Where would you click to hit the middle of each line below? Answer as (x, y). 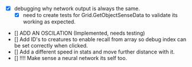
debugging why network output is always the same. (77, 9)
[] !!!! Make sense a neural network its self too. (71, 58)
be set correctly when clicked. (51, 46)
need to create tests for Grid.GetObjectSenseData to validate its (100, 15)
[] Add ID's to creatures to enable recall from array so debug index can (100, 39)
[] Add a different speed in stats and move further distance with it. (94, 52)
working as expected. (49, 22)
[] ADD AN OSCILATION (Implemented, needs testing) (79, 33)
